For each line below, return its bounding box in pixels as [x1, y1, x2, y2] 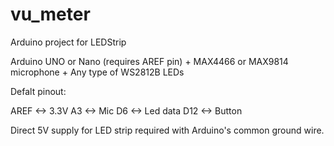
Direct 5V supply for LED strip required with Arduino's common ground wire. [10, 124, 325, 136]
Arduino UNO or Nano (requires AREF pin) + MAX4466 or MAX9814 [10, 55, 289, 67]
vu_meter [10, 3, 91, 26]
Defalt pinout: [10, 85, 67, 97]
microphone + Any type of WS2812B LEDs [10, 66, 185, 78]
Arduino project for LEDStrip [10, 36, 127, 48]
